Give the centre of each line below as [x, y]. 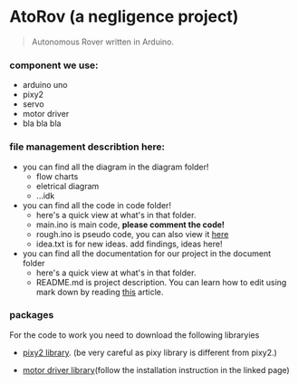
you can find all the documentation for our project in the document [147, 253]
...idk [45, 196]
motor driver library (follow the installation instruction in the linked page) [156, 370]
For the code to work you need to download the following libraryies [135, 335]
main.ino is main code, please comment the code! [130, 225]
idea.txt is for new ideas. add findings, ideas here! [129, 244]
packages [32, 315]
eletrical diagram [67, 186]
